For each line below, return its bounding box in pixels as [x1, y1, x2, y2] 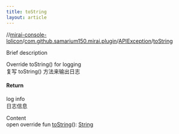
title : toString [6, 8, 47, 15]
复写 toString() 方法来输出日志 [6, 67, 80, 75]
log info [6, 95, 25, 102]
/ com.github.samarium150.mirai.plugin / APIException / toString [22, 37, 173, 44]
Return [6, 82, 24, 89]
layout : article [6, 14, 47, 20]
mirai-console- [10, 31, 47, 38]
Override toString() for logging [6, 61, 82, 68]
